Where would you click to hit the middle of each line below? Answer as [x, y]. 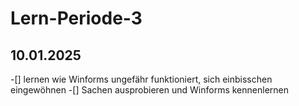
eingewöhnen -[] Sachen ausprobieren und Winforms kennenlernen [150, 90]
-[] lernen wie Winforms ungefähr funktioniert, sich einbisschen [141, 79]
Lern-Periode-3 [76, 18]
